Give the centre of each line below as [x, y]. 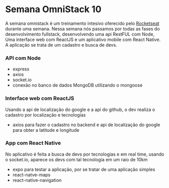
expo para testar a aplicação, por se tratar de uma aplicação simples [84, 169]
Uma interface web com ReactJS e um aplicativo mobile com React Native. [83, 40]
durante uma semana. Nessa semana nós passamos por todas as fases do [82, 28]
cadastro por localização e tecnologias [45, 115]
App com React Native [33, 143]
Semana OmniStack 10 [53, 9]
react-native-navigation [37, 180]
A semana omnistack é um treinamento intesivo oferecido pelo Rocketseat [82, 23]
